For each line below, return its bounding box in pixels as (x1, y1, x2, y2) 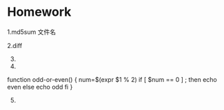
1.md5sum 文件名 (7, 27, 57, 36)
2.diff (7, 41, 23, 49)
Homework (7, 4, 72, 20)
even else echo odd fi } (7, 82, 73, 91)
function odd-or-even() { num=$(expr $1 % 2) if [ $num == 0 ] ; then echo (7, 75, 217, 83)
